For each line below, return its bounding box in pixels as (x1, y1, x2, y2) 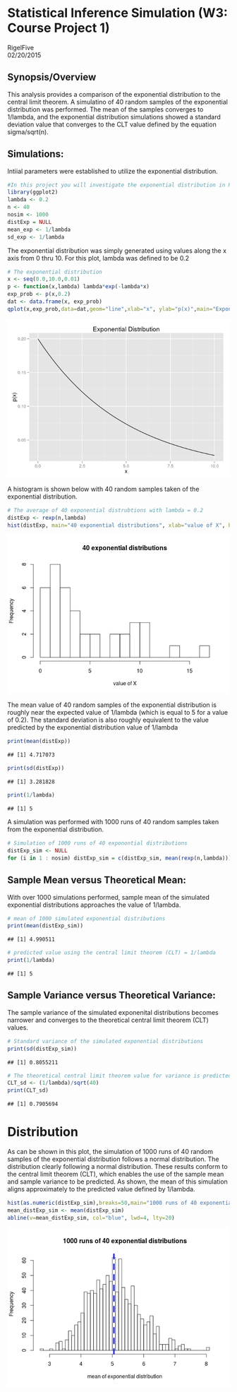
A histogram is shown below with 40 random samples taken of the (7, 484, 200, 493)
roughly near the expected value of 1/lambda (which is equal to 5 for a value (7, 708, 228, 717)
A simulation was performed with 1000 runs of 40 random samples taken (7, 818, 219, 826)
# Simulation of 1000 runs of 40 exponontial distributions (7, 840, 188, 847)
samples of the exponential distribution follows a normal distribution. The (7, 1155, 219, 1163)
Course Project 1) (7, 20, 110, 36)
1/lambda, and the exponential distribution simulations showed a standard (7, 112, 221, 121)
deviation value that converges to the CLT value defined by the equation (7, 120, 217, 129)
